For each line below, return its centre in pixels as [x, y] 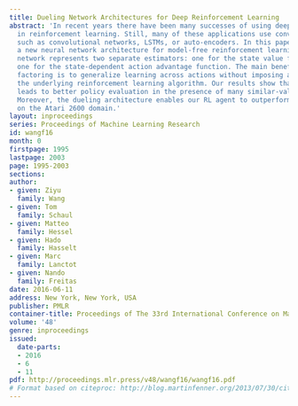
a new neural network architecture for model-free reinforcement [141, 51]
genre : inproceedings [49, 331]
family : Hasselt [47, 248]
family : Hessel [45, 231]
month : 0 [25, 141]
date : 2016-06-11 [41, 289]
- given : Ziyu [35, 191]
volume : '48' [33, 323]
